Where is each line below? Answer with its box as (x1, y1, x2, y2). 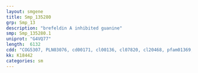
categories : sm (6, 58, 44, 64)
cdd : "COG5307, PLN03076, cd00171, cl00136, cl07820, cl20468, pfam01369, (6, 47, 194, 53)
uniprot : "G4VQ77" (6, 36, 51, 42)
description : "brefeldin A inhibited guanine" (6, 25, 123, 31)
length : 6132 (6, 42, 41, 48)
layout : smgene (6, 8, 44, 15)
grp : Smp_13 (6, 19, 35, 25)
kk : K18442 (6, 52, 33, 58)
